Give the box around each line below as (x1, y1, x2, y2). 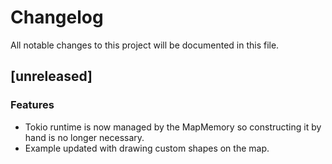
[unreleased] (10, 68, 93, 85)
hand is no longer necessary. (24, 131, 145, 143)
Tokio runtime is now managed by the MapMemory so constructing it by (24, 121, 322, 133)
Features (10, 98, 55, 112)
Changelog (10, 6, 104, 29)
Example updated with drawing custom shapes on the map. (24, 142, 270, 154)
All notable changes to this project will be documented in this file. (10, 39, 280, 51)
